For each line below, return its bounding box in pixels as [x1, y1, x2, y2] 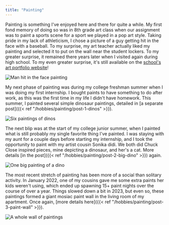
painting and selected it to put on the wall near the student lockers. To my [5, 48, 159, 54]
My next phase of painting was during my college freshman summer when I [5, 84, 163, 90]
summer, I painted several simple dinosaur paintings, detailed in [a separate [5, 100, 163, 106]
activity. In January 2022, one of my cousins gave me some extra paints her [5, 177, 164, 183]
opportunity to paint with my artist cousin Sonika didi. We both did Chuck [5, 141, 158, 147]
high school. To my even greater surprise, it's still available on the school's [5, 59, 161, 65]
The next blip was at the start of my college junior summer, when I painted [5, 125, 160, 131]
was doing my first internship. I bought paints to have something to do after [5, 89, 163, 95]
